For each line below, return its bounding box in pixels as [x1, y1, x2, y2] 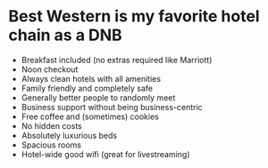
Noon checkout [21, 64, 79, 75]
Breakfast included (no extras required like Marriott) [21, 54, 213, 65]
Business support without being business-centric [21, 101, 203, 112]
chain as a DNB [8, 25, 122, 45]
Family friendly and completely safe [21, 83, 154, 93]
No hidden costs [21, 120, 82, 131]
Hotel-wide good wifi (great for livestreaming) [21, 148, 190, 159]
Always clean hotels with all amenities [21, 73, 162, 84]
